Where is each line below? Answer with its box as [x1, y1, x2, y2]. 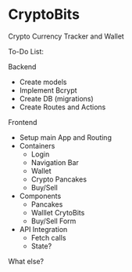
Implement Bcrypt [19, 85, 77, 95]
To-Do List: [8, 46, 45, 56]
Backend [8, 61, 37, 72]
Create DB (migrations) [19, 94, 94, 103]
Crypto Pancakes [30, 175, 87, 184]
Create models [19, 77, 67, 86]
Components [19, 191, 62, 200]
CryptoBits [8, 6, 80, 24]
